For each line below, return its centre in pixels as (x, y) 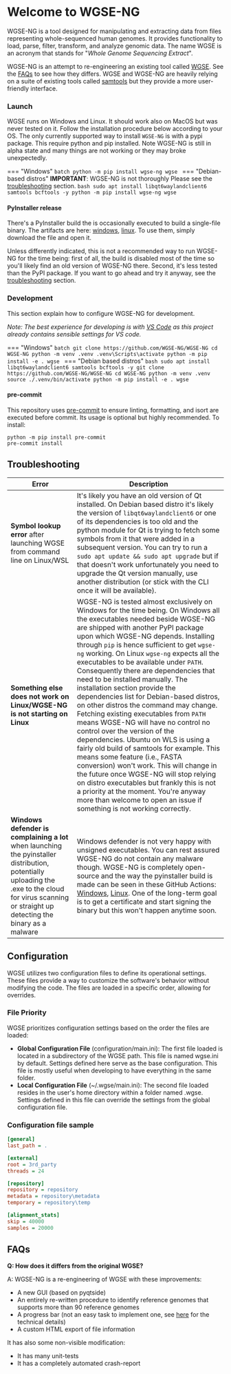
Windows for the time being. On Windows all (148, 610)
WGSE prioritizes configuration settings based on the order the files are (108, 1028)
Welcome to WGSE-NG (74, 12)
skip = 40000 (26, 1222)
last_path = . (27, 1146)
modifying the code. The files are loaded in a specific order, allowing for (109, 988)
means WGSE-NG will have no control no (144, 722)
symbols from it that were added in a (136, 539)
